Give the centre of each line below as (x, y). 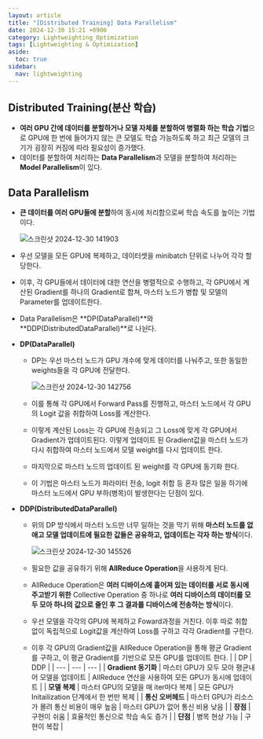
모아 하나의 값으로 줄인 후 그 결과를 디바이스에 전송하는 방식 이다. (136, 605)
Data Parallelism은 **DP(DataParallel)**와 (86, 318)
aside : (19, 52)
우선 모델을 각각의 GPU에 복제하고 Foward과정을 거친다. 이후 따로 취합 (139, 621)
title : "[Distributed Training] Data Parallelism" (93, 23)
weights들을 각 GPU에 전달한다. (80, 370)
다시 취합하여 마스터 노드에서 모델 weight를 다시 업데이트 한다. (127, 450)
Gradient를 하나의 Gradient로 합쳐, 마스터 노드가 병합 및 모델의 (131, 292)
